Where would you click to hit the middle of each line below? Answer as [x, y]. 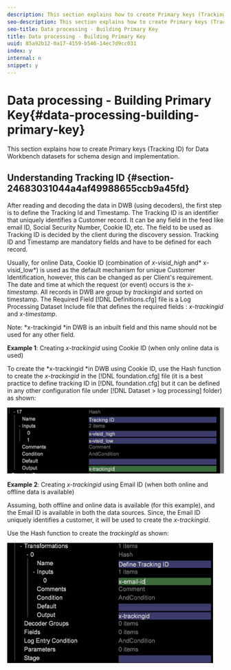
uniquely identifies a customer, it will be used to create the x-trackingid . [109, 520]
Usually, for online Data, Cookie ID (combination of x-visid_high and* [104, 263]
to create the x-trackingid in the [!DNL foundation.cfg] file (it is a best [105, 376]
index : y [20, 51]
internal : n [24, 59]
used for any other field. [41, 334]
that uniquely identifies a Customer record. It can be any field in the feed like [115, 220]
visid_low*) [23, 270]
